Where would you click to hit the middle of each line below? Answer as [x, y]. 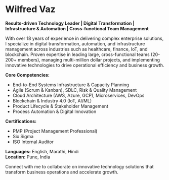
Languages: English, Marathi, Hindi [42, 151]
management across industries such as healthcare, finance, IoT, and [76, 49]
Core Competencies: [27, 75]
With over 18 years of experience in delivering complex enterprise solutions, [85, 38]
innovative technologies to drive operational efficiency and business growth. [85, 65]
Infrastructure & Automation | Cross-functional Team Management [77, 28]
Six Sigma [23, 136]
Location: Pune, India [28, 157]
